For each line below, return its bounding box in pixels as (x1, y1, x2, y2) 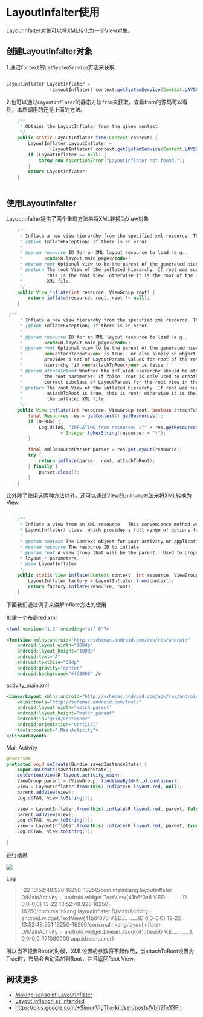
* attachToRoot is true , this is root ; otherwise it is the (19, 391, 196, 397)
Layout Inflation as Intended (14, 997, 85, 1004)
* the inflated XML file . (19, 396, 107, 402)
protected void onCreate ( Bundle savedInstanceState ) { (6, 761, 147, 767)
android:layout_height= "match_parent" (17, 710, 115, 716)
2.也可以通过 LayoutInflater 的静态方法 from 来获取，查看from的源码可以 (6, 98, 183, 106)
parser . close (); (38, 469, 80, 475)
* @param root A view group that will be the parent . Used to (19, 549, 182, 555)
